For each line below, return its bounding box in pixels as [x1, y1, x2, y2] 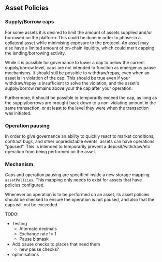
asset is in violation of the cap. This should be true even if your [5, 75, 131, 81]
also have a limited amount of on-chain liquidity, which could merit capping [5, 45, 155, 50]
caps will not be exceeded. [5, 202, 59, 208]
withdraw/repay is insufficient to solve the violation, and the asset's [5, 80, 139, 86]
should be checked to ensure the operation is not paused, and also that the [5, 196, 155, 203]
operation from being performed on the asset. [5, 148, 97, 154]
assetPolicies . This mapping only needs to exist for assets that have [5, 177, 142, 183]
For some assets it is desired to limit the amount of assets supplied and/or [5, 29, 152, 35]
